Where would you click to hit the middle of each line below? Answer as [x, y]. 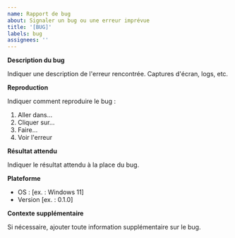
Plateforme [24, 179]
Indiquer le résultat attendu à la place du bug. [73, 165]
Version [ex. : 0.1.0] [45, 200]
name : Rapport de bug [39, 14]
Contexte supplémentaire [46, 213]
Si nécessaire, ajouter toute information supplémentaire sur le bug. [104, 227]
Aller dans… [35, 115]
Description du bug [36, 60]
